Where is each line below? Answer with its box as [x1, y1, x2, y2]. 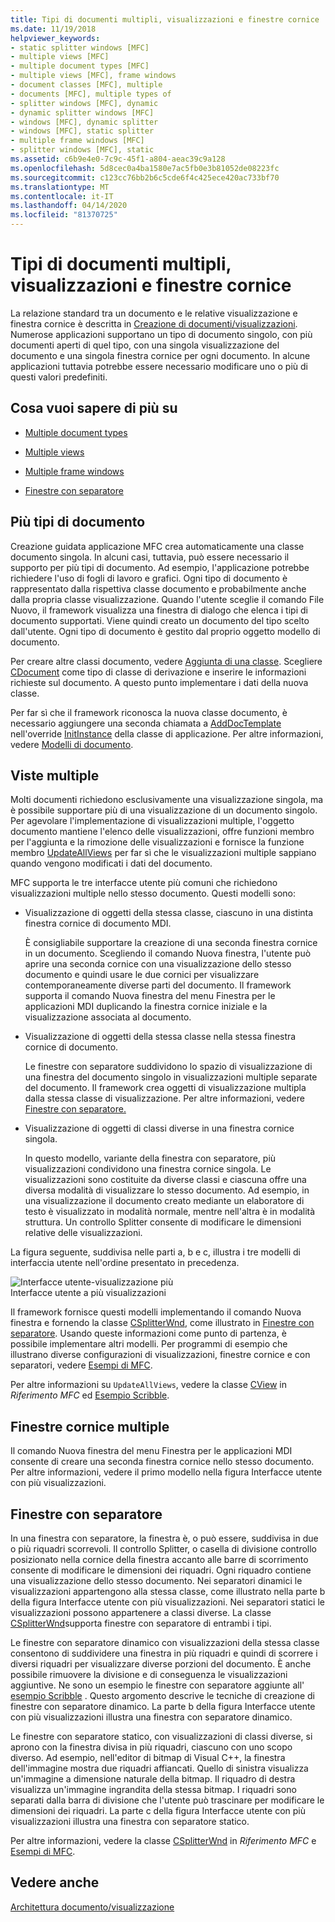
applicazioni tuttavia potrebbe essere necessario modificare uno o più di [10, 360, 308, 372]
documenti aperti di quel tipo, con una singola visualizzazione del [10, 339, 280, 351]
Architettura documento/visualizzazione [10, 1901, 175, 1913]
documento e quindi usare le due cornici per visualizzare [24, 969, 260, 981]
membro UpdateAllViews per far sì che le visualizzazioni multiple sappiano [10, 847, 317, 859]
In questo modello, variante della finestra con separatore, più [24, 1152, 277, 1165]
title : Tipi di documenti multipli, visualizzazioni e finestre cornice [10, 14, 320, 25]
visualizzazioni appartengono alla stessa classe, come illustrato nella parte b [10, 1586, 326, 1597]
